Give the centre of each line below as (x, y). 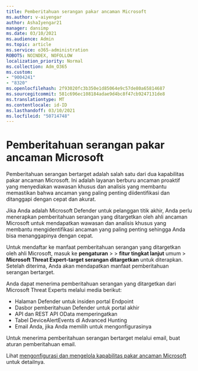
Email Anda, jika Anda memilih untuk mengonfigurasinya (83, 327)
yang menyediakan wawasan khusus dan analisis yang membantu (86, 187)
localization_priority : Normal (45, 61)
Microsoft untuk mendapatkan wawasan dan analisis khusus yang (86, 223)
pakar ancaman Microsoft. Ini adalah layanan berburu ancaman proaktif (93, 180)
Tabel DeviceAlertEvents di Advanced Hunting (71, 320)
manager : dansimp (27, 28)
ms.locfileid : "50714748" (38, 116)
